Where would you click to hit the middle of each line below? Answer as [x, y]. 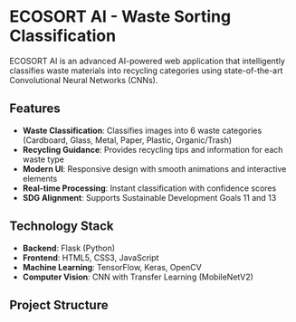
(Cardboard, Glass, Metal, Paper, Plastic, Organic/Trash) [127, 140]
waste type [43, 159]
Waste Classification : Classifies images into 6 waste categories [142, 130]
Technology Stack [62, 227]
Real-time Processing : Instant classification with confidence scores [149, 188]
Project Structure [59, 305]
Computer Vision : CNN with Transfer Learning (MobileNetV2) [138, 277]
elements [40, 178]
